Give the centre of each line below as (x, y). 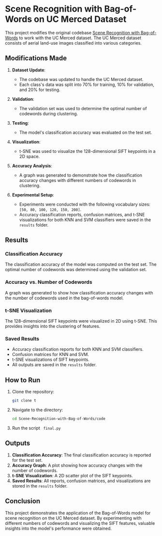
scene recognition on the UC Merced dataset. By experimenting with (73, 518)
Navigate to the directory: (37, 410)
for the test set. (27, 460)
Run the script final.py (36, 428)
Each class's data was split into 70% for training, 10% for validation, (87, 84)
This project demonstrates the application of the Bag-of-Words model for (78, 513)
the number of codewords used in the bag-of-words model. (65, 298)
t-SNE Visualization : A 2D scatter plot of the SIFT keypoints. (72, 475)
